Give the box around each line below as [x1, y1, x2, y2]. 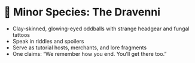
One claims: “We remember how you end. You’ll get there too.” [12, 50, 167, 57]
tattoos [12, 31, 31, 38]
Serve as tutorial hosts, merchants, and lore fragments [12, 44, 147, 51]
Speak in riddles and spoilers [12, 37, 84, 45]
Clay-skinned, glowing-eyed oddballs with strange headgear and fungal [12, 25, 190, 32]
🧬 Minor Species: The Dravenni [4, 5, 161, 19]
